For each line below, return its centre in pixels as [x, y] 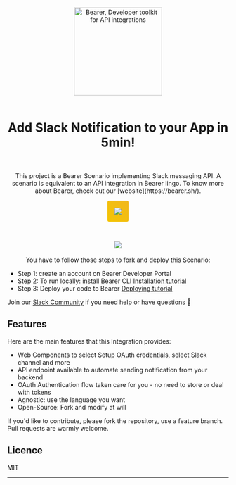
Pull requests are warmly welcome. [58, 428]
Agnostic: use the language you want [71, 399]
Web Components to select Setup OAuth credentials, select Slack [112, 355]
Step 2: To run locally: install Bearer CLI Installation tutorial [102, 281]
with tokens [34, 392]
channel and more [44, 362]
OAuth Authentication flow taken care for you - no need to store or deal [120, 384]
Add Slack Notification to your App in [118, 128]
